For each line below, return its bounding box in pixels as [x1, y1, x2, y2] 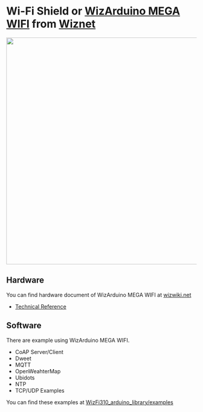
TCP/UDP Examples [14, 387, 65, 394]
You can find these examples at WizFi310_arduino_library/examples [6, 398, 173, 406]
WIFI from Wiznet [6, 17, 96, 31]
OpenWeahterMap [14, 367, 61, 374]
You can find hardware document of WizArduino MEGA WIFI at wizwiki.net [6, 291, 192, 298]
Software [6, 321, 42, 331]
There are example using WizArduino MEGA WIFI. [6, 336, 130, 344]
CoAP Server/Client [14, 348, 63, 355]
